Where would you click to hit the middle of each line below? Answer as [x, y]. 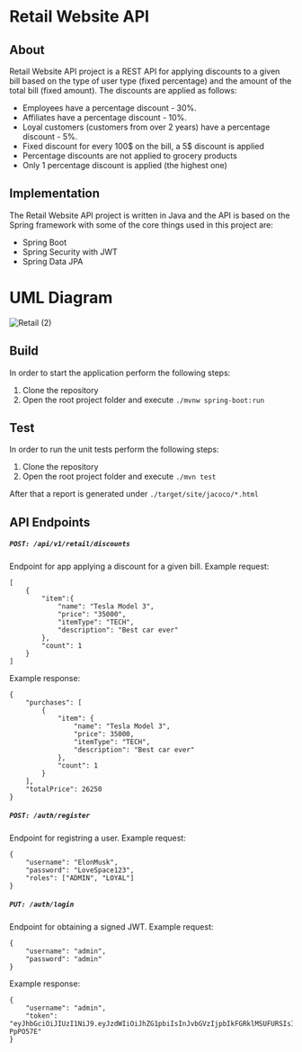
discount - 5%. [50, 136]
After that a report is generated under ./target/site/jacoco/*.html [134, 494]
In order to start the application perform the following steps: [120, 373]
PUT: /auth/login [42, 905]
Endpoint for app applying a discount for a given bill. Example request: [139, 566]
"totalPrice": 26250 [64, 789]
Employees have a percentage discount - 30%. [110, 108]
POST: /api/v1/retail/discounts [70, 544]
